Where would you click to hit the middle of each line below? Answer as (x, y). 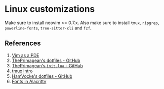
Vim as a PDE (25, 55)
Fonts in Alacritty (29, 81)
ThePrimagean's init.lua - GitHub (47, 65)
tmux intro (22, 71)
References (23, 44)
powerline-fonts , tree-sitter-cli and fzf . (48, 28)
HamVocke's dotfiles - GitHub (42, 76)
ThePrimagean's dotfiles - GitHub (46, 60)
